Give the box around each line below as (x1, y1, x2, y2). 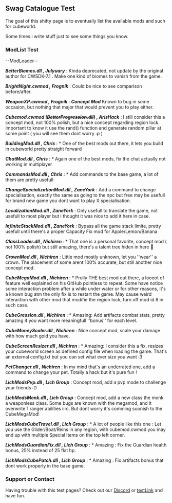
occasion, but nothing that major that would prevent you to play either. (5, 104, 154, 110)
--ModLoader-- (5, 58, 39, 64)
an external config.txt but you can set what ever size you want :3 (5, 354, 143, 360)
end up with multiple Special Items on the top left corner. (5, 432, 125, 438)
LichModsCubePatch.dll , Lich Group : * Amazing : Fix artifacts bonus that (5, 457, 164, 463)
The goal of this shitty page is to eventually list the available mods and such (5, 17, 165, 24)
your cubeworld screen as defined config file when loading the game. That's (5, 348, 167, 354)
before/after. (5, 88, 32, 95)
